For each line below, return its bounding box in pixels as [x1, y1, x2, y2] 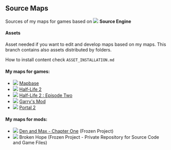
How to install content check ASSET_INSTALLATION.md [5, 57, 115, 63]
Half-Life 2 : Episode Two [19, 92, 72, 98]
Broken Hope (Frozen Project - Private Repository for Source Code [19, 134, 159, 140]
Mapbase [19, 80, 39, 86]
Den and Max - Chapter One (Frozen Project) [19, 128, 114, 134]
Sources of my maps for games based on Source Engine [5, 18, 131, 24]
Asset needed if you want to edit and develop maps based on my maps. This [5, 41, 166, 47]
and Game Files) [12, 140, 47, 146]
